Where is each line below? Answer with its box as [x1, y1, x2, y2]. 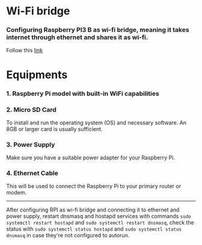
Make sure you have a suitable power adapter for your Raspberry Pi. [6, 154, 176, 162]
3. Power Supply [6, 140, 55, 148]
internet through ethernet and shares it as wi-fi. [6, 33, 148, 41]
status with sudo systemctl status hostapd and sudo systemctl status [6, 225, 182, 232]
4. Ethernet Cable [6, 169, 58, 178]
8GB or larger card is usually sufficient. [6, 125, 103, 133]
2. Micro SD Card [6, 105, 57, 113]
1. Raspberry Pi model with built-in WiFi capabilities [6, 89, 159, 97]
